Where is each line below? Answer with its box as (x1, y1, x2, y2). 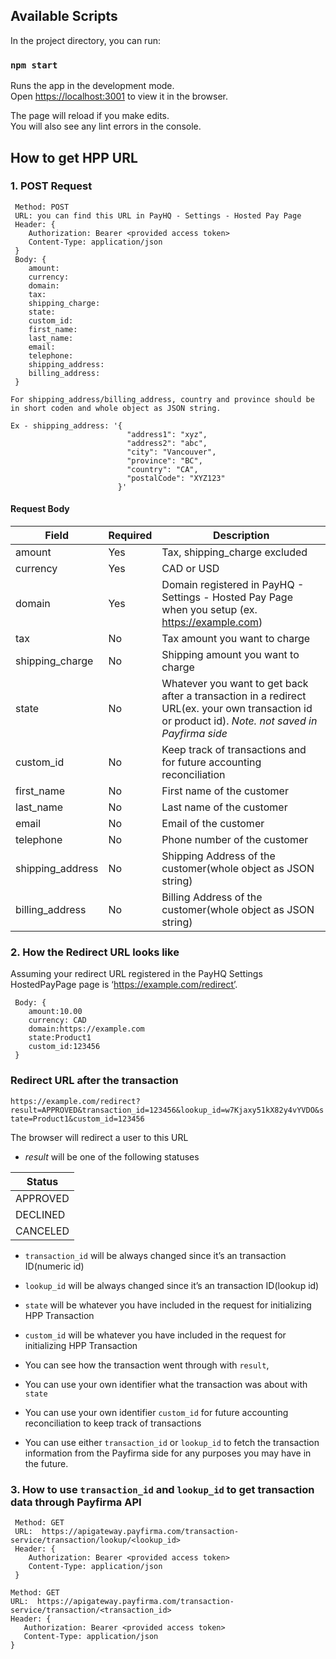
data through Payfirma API (10, 1495, 142, 1509)
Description (212, 529, 270, 542)
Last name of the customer (161, 800, 288, 814)
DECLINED (15, 1207, 66, 1221)
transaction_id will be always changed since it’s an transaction (24, 1249, 287, 1261)
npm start (10, 59, 58, 71)
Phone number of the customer (161, 833, 309, 846)
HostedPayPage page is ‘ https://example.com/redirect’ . (10, 979, 238, 991)
